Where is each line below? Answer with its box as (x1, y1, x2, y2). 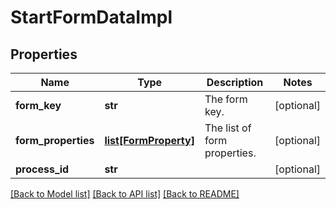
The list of (204, 121, 252, 135)
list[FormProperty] (104, 134, 195, 147)
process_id (15, 162, 70, 176)
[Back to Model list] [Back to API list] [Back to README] (10, 188, 240, 200)
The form (204, 92, 248, 106)
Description (206, 76, 264, 89)
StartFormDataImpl (10, 6, 173, 29)
